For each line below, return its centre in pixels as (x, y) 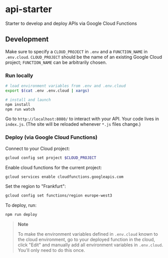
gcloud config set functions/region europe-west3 (59, 196)
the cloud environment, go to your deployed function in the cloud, (86, 240)
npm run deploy (21, 215)
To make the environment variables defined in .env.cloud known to (88, 234)
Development (27, 39)
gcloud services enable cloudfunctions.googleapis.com (64, 177)
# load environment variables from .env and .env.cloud (65, 86)
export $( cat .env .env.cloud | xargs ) (47, 90)
